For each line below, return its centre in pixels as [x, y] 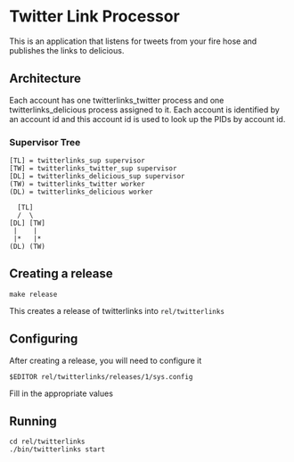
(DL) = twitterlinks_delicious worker [81, 192]
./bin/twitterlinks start [57, 450]
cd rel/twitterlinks [48, 442]
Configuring [44, 339]
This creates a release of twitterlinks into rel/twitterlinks [117, 310]
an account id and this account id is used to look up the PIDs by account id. [147, 119]
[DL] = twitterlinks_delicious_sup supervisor [97, 177]
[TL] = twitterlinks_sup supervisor [77, 161]
